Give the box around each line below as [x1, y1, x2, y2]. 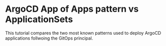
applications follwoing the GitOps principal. [5, 35, 93, 41]
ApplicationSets [5, 14, 73, 25]
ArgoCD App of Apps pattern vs [5, 3, 139, 15]
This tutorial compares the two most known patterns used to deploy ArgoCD [5, 30, 162, 36]
